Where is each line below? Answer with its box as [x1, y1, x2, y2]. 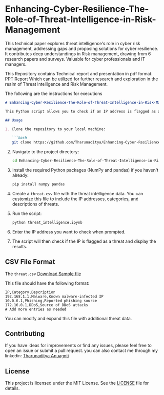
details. [5, 385, 20, 391]
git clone [11, 140, 32, 145]
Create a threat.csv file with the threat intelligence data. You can [12, 190, 143, 196]
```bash [11, 136, 27, 140]
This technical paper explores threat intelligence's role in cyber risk [5, 40, 141, 46]
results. [12, 243, 28, 249]
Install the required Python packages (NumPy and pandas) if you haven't [12, 167, 159, 173]
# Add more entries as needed [5, 307, 67, 312]
